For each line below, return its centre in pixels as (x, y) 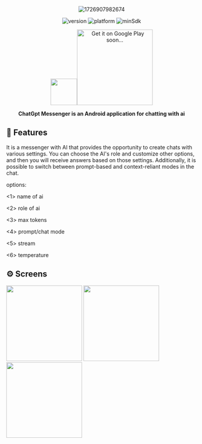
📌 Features (27, 133)
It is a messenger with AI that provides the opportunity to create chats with (99, 147)
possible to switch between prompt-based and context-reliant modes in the (100, 166)
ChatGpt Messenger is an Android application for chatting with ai (102, 114)
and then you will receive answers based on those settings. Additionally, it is (101, 160)
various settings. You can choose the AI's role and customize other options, (100, 154)
